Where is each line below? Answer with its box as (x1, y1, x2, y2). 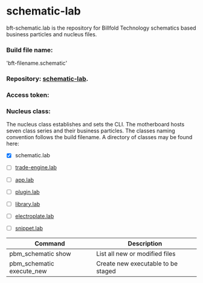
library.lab (14, 200, 40, 207)
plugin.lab (14, 188, 40, 195)
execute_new (9, 267, 47, 275)
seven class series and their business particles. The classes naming (6, 127, 175, 134)
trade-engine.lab (14, 164, 57, 171)
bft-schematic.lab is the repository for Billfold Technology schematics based (6, 24, 196, 31)
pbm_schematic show (9, 249, 71, 258)
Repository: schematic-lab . (6, 74, 89, 83)
